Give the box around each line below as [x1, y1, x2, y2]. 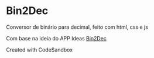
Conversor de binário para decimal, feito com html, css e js [6, 23, 148, 30]
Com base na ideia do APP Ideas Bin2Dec [6, 35, 107, 42]
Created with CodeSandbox [6, 46, 73, 53]
